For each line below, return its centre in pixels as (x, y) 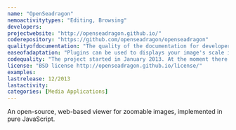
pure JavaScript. (31, 119)
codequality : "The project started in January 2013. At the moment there (118, 59)
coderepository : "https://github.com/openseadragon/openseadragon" (108, 40)
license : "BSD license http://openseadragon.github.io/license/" (105, 66)
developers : (25, 27)
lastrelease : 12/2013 (39, 79)
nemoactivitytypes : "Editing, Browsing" (67, 20)
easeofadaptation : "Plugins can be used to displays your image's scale (116, 53)
